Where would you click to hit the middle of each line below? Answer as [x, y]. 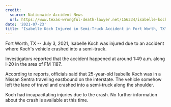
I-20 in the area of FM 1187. [34, 64]
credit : [13, 10]
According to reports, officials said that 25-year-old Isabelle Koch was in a [83, 74]
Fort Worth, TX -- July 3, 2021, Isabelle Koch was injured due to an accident [85, 43]
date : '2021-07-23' [26, 24]
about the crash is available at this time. [47, 100]
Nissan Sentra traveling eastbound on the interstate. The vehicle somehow [83, 79]
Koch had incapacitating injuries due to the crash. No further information [81, 95]
